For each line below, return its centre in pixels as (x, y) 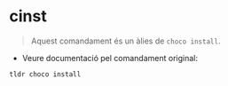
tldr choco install (45, 74)
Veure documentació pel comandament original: (110, 58)
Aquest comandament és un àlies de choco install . (126, 41)
